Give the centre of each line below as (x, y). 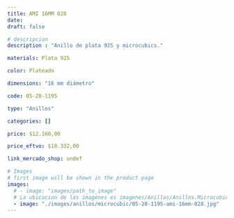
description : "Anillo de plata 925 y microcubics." (85, 46)
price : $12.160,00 (34, 134)
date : (15, 20)
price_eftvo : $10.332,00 (43, 146)
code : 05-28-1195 (32, 96)
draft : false (26, 26)
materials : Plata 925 (39, 59)
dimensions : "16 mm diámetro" (51, 84)
